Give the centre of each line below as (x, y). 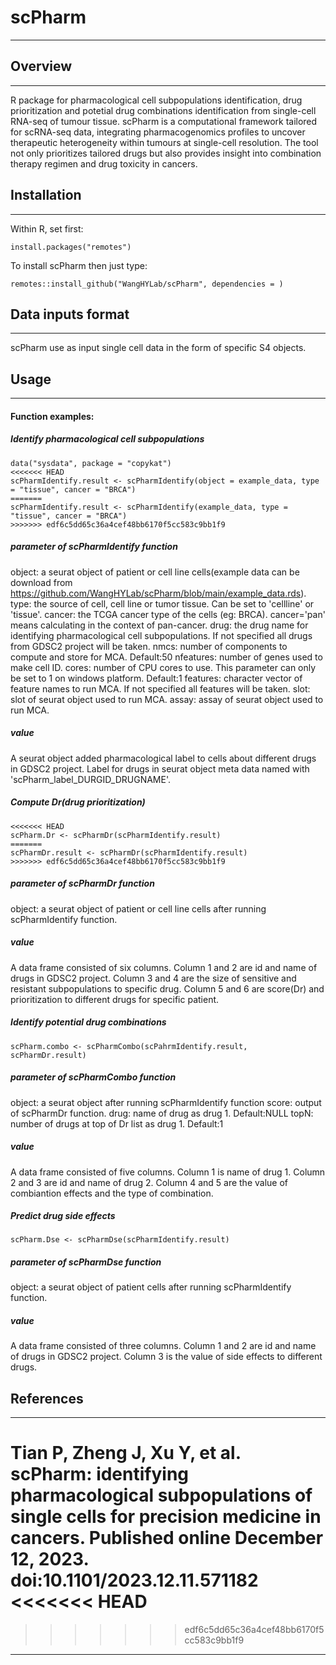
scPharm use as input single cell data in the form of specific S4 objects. (158, 348)
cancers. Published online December (167, 1538)
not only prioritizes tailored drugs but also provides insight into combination (166, 153)
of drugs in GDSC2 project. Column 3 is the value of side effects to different (166, 1357)
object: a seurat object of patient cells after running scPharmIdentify (151, 1287)
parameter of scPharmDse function (86, 1262)
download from (41, 582)
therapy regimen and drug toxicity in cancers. (104, 163)
